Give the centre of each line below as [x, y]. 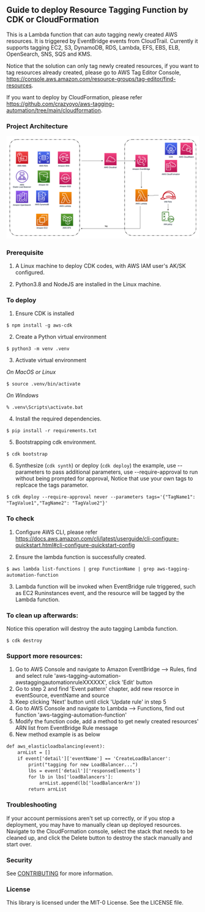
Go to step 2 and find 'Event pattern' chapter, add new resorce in [97, 689]
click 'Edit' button [131, 682]
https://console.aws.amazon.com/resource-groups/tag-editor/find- [91, 78]
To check [20, 519]
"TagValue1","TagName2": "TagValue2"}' [57, 503]
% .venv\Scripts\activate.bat [45, 408]
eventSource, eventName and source [62, 696]
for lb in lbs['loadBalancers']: [71, 777]
